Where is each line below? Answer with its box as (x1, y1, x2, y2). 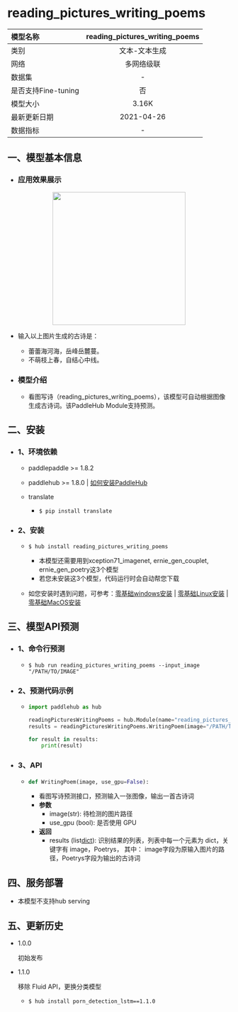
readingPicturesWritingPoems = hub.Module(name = (28, 716, 175, 723)
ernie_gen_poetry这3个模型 (38, 565, 119, 574)
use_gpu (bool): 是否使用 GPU (49, 818, 137, 827)
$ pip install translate (38, 507, 113, 515)
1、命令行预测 (17, 644, 65, 654)
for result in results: (28, 735, 99, 743)
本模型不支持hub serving (17, 897, 91, 906)
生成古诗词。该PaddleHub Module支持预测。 (28, 401, 159, 409)
